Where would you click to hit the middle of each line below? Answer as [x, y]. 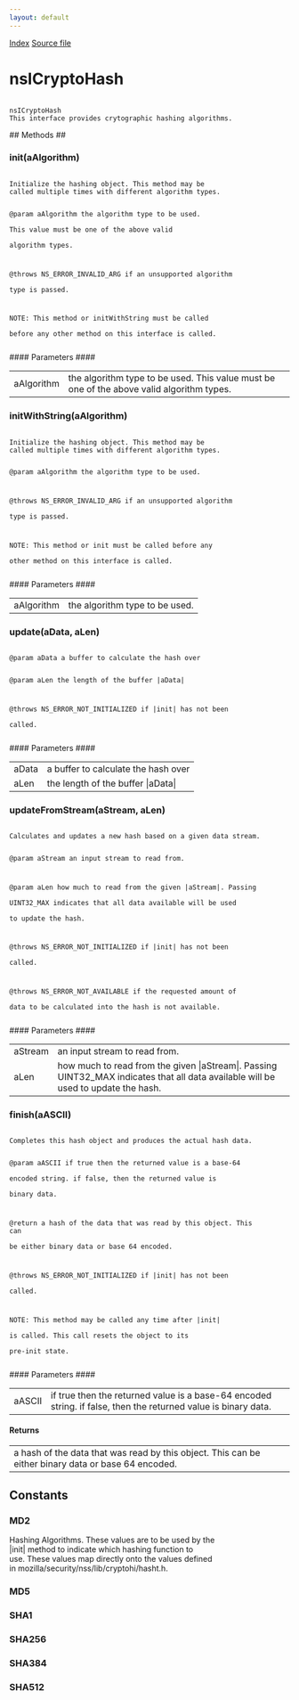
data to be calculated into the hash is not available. [115, 1008]
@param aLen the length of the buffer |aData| [97, 681]
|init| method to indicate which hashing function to [101, 1549]
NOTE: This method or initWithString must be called [109, 319]
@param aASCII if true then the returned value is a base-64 [125, 1164]
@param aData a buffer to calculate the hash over [105, 658]
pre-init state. [39, 1351]
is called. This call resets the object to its [99, 1336]
